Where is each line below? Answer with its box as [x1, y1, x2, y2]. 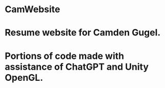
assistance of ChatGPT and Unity [5, 61, 149, 72]
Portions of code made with [5, 50, 125, 62]
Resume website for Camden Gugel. [5, 27, 161, 39]
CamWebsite [5, 4, 61, 15]
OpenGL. [5, 72, 43, 83]
